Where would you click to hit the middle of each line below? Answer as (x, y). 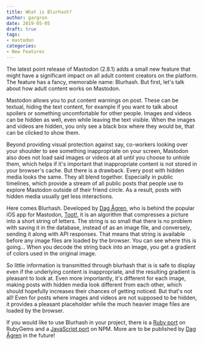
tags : (13, 35)
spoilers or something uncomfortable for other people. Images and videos (99, 113)
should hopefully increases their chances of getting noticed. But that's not (99, 291)
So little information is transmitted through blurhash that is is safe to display (101, 265)
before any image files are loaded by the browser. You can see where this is (101, 240)
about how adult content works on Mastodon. (63, 88)
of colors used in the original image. (51, 253)
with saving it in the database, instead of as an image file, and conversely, (99, 227)
